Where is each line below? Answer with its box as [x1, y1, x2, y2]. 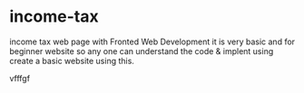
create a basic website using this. [9, 55, 134, 66]
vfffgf [9, 72, 30, 83]
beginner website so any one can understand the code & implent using [9, 45, 274, 56]
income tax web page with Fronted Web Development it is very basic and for [9, 36, 296, 47]
